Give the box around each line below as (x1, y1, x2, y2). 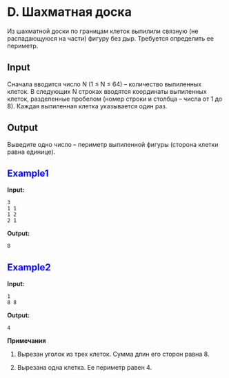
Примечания (7, 337, 46, 345)
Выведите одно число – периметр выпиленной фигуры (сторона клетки (7, 140, 219, 148)
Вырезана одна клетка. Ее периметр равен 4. (17, 364, 152, 372)
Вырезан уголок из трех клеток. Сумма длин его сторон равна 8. (17, 350, 210, 359)
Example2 (7, 261, 51, 273)
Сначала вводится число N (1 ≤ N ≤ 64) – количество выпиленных (7, 80, 202, 88)
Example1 (7, 167, 50, 179)
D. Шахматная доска (7, 4, 132, 20)
